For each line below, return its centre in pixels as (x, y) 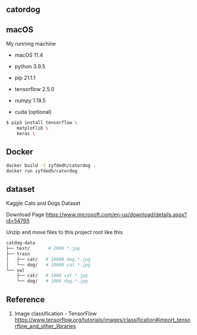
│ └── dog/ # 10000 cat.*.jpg (49, 265)
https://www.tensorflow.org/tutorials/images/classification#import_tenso (103, 320)
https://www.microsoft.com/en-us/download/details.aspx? (116, 215)
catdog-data (21, 243)
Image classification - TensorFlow (56, 314)
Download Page (25, 215)
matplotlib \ (33, 128)
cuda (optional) (33, 112)
